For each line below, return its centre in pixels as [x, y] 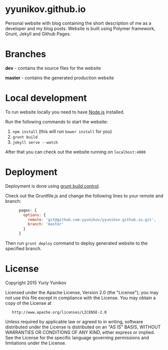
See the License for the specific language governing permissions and [77, 337]
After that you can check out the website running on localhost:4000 [75, 152]
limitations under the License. [36, 343]
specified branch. [23, 249]
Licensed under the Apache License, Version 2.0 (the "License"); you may [82, 292]
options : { [35, 215]
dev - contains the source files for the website [53, 68]
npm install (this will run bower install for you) [62, 131]
